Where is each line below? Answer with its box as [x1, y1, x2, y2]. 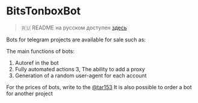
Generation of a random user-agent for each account [14, 72, 147, 79]
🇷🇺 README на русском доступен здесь [20, 24, 128, 31]
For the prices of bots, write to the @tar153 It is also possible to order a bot [6, 83, 192, 90]
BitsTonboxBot [6, 4, 81, 18]
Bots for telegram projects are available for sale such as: [6, 36, 146, 43]
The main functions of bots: [6, 47, 75, 54]
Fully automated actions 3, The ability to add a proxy [14, 65, 146, 72]
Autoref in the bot [14, 59, 59, 66]
